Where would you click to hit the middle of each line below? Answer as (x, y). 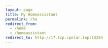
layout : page (19, 10)
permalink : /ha (21, 19)
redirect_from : (21, 24)
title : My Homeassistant (31, 14)
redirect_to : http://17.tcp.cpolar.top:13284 (54, 38)
